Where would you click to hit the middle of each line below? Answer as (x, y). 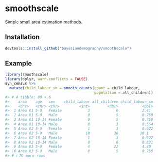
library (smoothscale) (27, 75)
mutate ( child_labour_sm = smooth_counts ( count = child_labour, (75, 88)
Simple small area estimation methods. (44, 22)
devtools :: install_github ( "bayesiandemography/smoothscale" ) (68, 48)
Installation (22, 37)
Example (18, 64)
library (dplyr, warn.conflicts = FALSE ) (47, 79)
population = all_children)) (123, 93)
